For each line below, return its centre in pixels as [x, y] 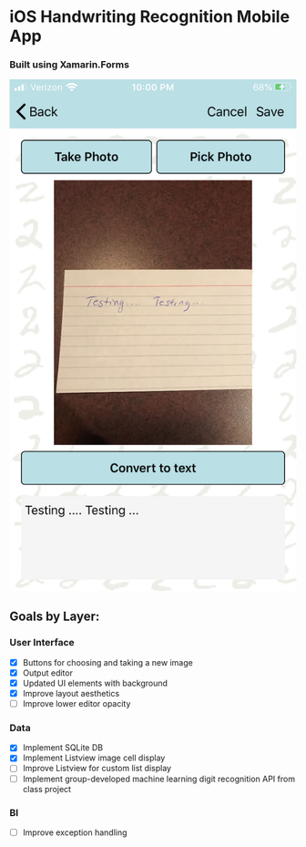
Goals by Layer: [55, 617]
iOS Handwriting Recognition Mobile [149, 17]
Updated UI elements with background [95, 683]
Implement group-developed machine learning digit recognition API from [159, 779]
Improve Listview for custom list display [97, 769]
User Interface [42, 643]
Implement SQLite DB [62, 748]
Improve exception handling [75, 832]
